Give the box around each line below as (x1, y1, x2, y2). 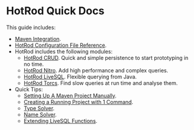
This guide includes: (6, 24, 56, 31)
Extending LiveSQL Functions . (23, 117, 98, 124)
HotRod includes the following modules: (14, 47, 113, 55)
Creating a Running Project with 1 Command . (23, 98, 134, 105)
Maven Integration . (14, 35, 61, 42)
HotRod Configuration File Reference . (14, 42, 107, 49)
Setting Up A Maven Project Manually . (23, 92, 117, 99)
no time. (23, 61, 44, 68)
